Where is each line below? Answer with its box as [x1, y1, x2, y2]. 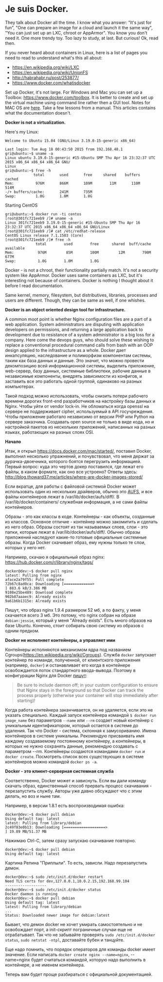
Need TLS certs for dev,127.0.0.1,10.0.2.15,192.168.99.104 [5, 879, 130, 884]
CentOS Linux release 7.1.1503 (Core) [5, 233, 84, 238]
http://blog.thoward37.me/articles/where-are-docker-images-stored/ [5, 474, 143, 480]
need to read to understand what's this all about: [5, 55, 103, 60]
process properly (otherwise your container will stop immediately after [17, 692, 158, 698]
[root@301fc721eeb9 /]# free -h [5, 237, 71, 242]
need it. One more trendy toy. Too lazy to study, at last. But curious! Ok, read [5, 35, 159, 41]
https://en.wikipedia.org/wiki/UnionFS [12, 69, 89, 75]
